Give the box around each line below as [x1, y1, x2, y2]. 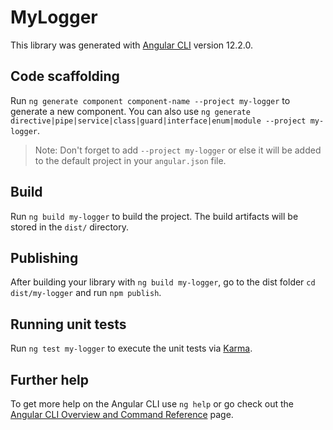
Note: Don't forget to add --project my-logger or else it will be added [34, 144, 322, 156]
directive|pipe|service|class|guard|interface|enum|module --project [10, 116, 307, 126]
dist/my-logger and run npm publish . [10, 287, 162, 299]
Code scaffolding [10, 68, 120, 85]
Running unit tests [10, 316, 127, 333]
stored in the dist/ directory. [10, 221, 130, 233]
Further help [10, 371, 90, 388]
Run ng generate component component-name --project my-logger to [10, 94, 291, 106]
